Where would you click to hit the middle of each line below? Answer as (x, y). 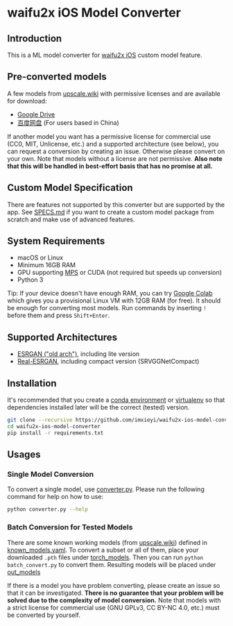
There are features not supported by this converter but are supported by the (116, 204)
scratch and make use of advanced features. (71, 219)
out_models (24, 572)
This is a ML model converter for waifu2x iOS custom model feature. (105, 55)
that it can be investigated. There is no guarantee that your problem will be (115, 593)
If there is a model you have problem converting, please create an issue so (114, 585)
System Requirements (56, 241)
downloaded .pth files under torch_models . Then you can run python (105, 557)
